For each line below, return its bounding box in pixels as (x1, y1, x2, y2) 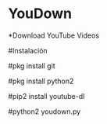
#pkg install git (8, 60, 56, 71)
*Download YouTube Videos (8, 31, 100, 40)
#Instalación (8, 46, 48, 55)
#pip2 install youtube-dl (8, 91, 85, 100)
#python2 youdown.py (8, 107, 81, 116)
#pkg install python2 (8, 76, 74, 86)
